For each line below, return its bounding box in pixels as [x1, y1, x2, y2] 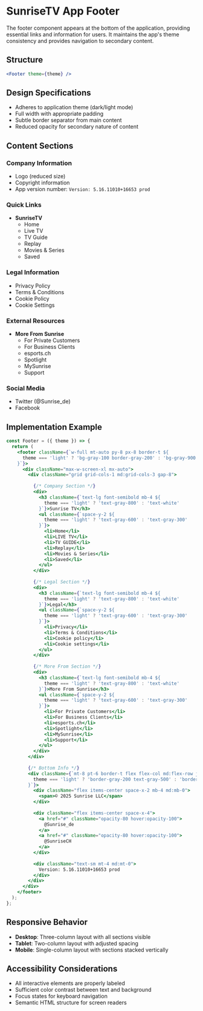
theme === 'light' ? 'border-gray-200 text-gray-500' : [33, 776, 177, 782]
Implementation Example [6, 422, 103, 432]
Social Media [6, 384, 45, 392]
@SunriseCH [44, 838, 71, 844]
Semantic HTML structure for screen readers [14, 999, 127, 1006]
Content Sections [6, 141, 74, 151]
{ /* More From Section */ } [33, 663, 101, 670]
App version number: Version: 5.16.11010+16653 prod [14, 186, 150, 193]
